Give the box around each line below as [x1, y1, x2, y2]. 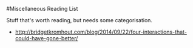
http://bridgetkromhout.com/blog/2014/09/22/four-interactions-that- [15, 28, 187, 35]
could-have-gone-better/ [15, 35, 78, 41]
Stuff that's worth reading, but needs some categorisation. [6, 17, 153, 23]
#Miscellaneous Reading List [6, 5, 78, 12]
